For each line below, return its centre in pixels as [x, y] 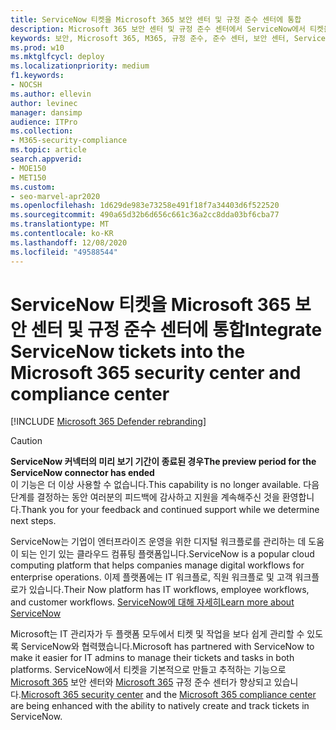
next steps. [33, 521]
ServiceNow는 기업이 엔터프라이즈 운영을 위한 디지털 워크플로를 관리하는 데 [158, 542]
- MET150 [28, 177]
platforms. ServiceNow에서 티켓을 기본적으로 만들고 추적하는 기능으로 [148, 670]
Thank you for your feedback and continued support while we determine [170, 510]
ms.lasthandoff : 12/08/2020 [69, 242]
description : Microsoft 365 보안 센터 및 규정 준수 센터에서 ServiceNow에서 [158, 29]
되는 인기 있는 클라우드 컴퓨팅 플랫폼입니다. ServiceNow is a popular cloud [167, 554]
